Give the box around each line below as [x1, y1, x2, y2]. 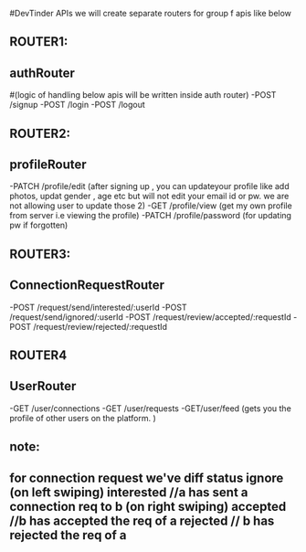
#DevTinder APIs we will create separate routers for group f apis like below [9, 8, 292, 18]
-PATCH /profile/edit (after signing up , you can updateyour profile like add [9, 181, 290, 192]
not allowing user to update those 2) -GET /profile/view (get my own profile [9, 200, 292, 211]
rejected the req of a [9, 527, 127, 543]
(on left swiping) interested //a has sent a [9, 484, 248, 500]
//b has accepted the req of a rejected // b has [9, 513, 275, 528]
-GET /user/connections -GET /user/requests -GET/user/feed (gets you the [9, 402, 292, 414]
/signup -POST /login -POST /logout [9, 100, 146, 111]
